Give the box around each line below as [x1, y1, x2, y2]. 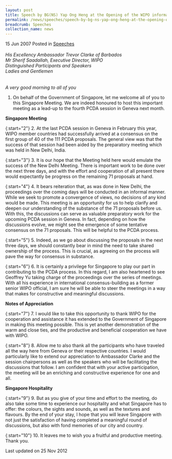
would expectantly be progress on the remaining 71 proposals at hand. [5, 173, 154, 180]
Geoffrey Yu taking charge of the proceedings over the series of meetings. [5, 274, 163, 281]
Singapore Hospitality [5, 385, 53, 391]
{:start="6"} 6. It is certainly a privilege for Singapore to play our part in [5, 263, 155, 270]
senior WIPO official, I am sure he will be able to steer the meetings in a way [5, 285, 165, 291]
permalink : [5, 17, 29, 22]
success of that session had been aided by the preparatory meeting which [5, 142, 162, 148]
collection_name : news [5, 27, 54, 32]
